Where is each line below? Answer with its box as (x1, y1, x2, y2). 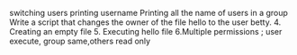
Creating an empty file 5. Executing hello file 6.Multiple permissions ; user (9, 27, 283, 36)
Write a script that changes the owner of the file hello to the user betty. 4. (9, 17, 282, 27)
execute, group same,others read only (9, 35, 151, 46)
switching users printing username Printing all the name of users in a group (9, 8, 288, 18)
